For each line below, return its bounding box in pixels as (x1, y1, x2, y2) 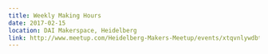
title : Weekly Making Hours (8, 11, 102, 20)
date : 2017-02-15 (8, 19, 66, 27)
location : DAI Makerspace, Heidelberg (8, 26, 137, 34)
